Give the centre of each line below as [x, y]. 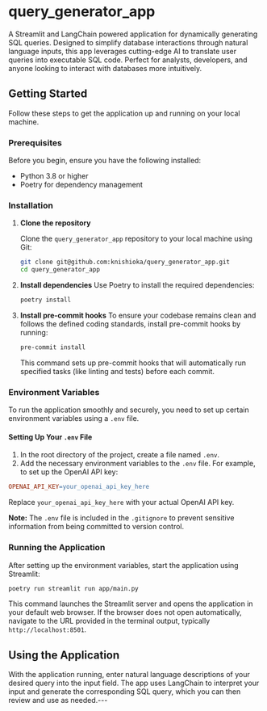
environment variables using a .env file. [74, 419]
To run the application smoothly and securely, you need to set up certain [129, 410]
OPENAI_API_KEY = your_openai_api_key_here [79, 487]
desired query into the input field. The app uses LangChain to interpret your [134, 683]
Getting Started [48, 94]
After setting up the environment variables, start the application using [124, 565]
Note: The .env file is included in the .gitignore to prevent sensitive [121, 518]
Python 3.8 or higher [54, 176]
